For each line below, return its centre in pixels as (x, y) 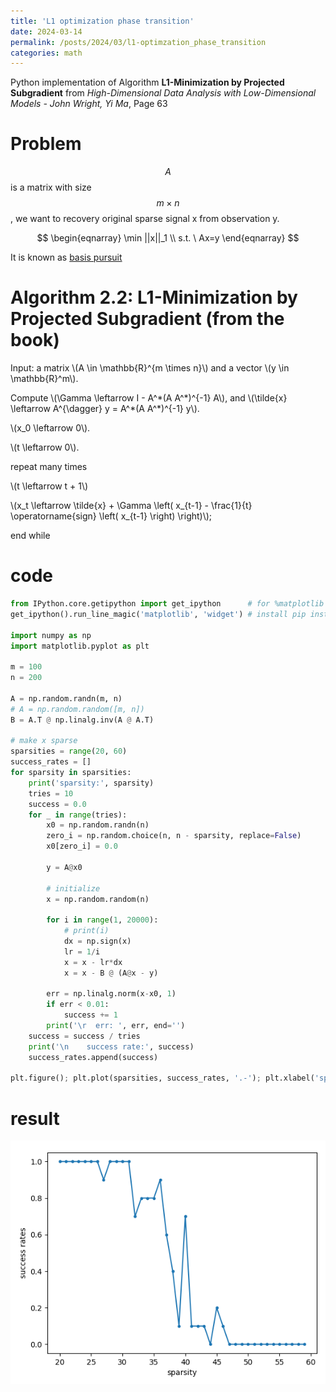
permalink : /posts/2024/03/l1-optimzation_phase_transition (138, 42)
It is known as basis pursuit (66, 257)
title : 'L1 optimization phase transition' (102, 21)
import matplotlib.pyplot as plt (80, 646)
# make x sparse (44, 741)
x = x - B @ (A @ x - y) (111, 973)
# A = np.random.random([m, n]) (77, 709)
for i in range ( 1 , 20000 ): (102, 920)
